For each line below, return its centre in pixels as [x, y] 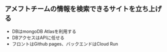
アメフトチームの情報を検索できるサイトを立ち [76, 9]
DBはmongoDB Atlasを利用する [44, 31]
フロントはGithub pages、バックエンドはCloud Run [65, 43]
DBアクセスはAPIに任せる [38, 37]
